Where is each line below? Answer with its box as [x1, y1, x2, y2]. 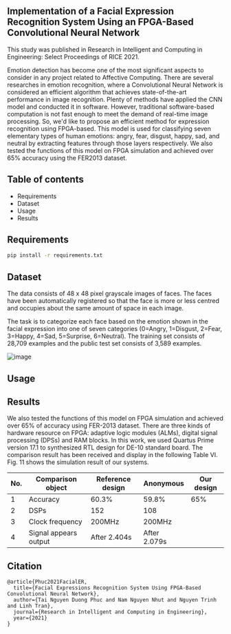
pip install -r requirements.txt [7, 252, 103, 259]
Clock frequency [28, 517, 82, 527]
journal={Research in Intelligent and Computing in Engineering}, [13, 609, 208, 615]
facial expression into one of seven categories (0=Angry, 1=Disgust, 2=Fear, [7, 325, 222, 333]
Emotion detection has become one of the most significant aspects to [7, 65, 204, 74]
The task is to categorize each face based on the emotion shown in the [7, 317, 208, 326]
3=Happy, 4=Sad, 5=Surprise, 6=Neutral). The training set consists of [7, 332, 205, 340]
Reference [96, 474, 131, 484]
